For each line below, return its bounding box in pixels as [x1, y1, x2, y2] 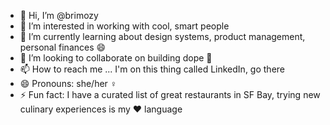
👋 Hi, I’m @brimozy [19, 10, 99, 21]
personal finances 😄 [19, 41, 107, 53]
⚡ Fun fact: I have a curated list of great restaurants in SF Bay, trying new [19, 89, 321, 100]
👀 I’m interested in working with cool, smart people [19, 20, 230, 32]
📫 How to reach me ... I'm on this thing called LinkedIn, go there [19, 63, 285, 75]
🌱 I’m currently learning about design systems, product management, [19, 31, 306, 42]
